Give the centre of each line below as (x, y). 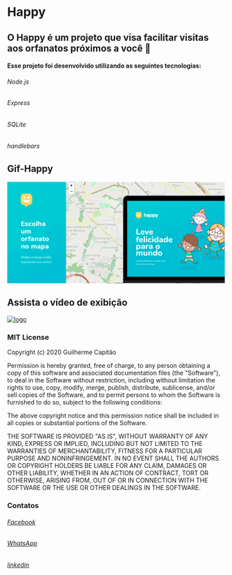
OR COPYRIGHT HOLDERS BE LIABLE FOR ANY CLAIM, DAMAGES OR (107, 466)
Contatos (23, 505)
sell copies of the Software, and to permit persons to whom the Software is (114, 395)
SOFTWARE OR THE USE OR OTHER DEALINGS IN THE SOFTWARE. (104, 488)
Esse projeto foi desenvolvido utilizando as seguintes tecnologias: (104, 66)
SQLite (17, 124)
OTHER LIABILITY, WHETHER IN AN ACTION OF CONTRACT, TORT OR (108, 473)
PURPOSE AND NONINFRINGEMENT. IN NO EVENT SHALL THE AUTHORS (113, 458)
